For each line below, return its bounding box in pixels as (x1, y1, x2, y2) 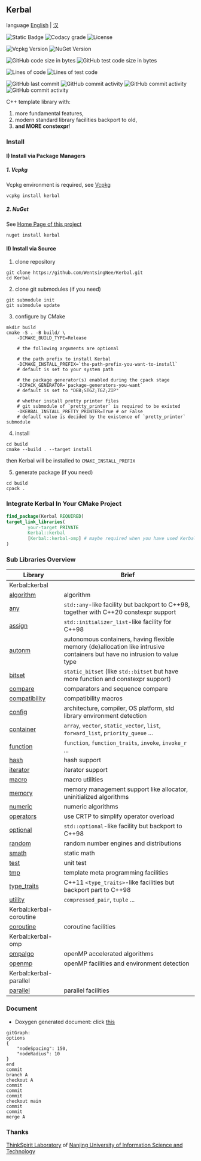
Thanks (6, 1127, 29, 1136)
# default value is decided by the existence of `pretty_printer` (17, 414, 186, 420)
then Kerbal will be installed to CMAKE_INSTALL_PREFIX (6, 457, 136, 464)
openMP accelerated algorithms (63, 950, 154, 958)
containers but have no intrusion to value (63, 650, 178, 658)
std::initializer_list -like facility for (63, 618, 172, 626)
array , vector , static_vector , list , (63, 721, 162, 730)
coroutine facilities (63, 923, 115, 931)
